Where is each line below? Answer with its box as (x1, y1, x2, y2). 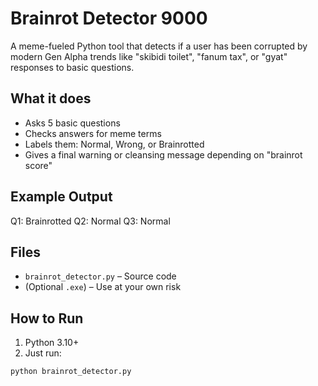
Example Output (10, 188, 113, 206)
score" (24, 159, 53, 171)
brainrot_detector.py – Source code (24, 270, 177, 282)
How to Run (10, 310, 84, 327)
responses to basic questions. (10, 61, 135, 73)
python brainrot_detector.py (10, 367, 132, 377)
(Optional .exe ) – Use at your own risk (24, 281, 182, 293)
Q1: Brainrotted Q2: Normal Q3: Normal (10, 215, 171, 227)
